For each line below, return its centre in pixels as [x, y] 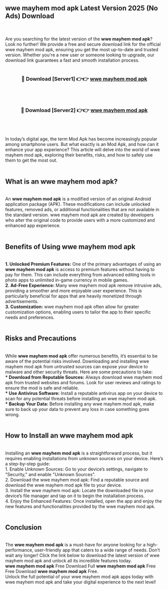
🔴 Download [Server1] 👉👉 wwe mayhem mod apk [84, 79]
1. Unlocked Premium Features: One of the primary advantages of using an [83, 264]
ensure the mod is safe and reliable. [42, 388]
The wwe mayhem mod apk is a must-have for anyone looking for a [75, 545]
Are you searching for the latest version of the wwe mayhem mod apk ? [79, 39]
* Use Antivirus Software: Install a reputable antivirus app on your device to [84, 393]
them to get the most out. [31, 161]
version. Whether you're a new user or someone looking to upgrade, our [80, 55]
